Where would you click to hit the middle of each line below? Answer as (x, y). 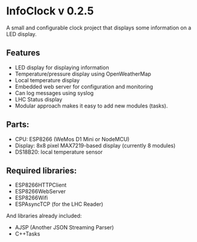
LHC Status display (38, 99)
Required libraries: (41, 170)
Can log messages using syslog (54, 93)
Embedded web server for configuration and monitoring (84, 86)
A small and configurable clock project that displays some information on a (99, 28)
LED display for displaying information (62, 67)
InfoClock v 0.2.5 (50, 11)
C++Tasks (27, 234)
